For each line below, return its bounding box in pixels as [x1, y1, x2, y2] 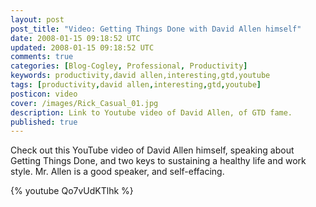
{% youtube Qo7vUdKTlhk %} [10, 185, 134, 197]
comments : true [10, 52, 74, 62]
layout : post [10, 14, 65, 25]
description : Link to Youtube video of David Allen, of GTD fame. [10, 107, 293, 118]
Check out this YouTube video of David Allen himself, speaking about [10, 144, 295, 156]
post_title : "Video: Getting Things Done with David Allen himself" [10, 24, 302, 34]
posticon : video [10, 89, 78, 99]
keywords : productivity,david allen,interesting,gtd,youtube [10, 71, 271, 81]
